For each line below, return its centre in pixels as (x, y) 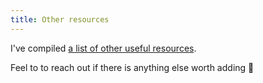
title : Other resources (60, 19)
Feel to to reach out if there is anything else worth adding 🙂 (132, 67)
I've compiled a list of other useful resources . (103, 48)
